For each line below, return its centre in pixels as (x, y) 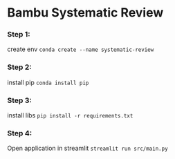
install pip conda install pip (48, 82)
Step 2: (20, 67)
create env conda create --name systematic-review (81, 49)
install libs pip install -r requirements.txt (70, 115)
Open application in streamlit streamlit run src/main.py (87, 148)
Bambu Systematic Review (85, 13)
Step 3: (20, 100)
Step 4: (20, 133)
